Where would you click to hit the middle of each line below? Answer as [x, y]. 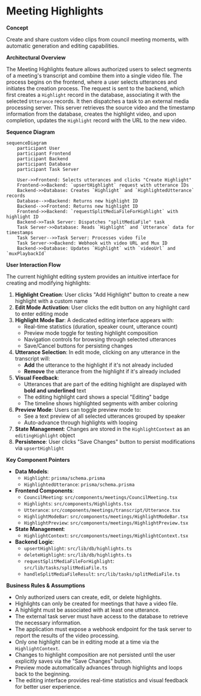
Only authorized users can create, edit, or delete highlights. [88, 597]
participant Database [44, 164]
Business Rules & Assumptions [46, 585]
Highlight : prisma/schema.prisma [64, 477]
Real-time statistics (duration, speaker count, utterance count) [101, 326]
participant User [39, 148]
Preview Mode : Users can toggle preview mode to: [78, 409]
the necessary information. [48, 623]
